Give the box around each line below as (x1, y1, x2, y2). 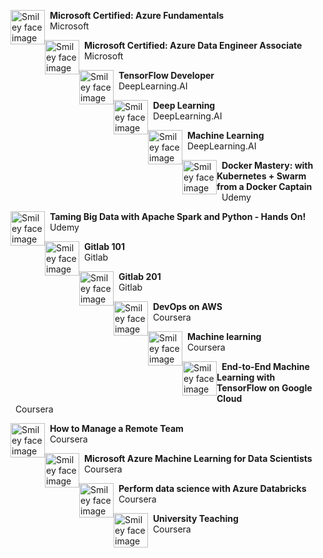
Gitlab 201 (118, 271, 162, 282)
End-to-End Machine (221, 361, 310, 372)
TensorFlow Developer (118, 70, 215, 81)
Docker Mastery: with (221, 160, 314, 171)
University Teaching (152, 513, 239, 524)
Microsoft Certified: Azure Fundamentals (49, 10, 225, 21)
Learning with (216, 371, 276, 383)
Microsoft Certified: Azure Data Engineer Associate (83, 40, 303, 51)
